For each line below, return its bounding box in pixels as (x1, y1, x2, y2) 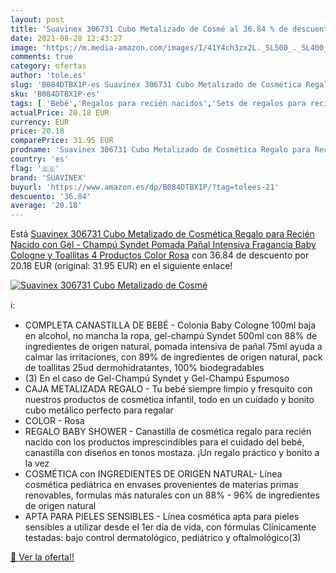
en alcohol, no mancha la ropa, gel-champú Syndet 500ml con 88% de (24, 330, 318, 342)
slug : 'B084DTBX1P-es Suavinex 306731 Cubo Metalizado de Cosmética (10, 80, 302, 90)
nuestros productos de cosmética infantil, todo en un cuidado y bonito (24, 394, 315, 406)
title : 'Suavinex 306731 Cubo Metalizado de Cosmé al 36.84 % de (10, 24, 288, 34)
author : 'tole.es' (10, 71, 87, 81)
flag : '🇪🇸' (10, 163, 60, 173)
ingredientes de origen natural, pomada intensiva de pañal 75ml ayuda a (24, 341, 323, 353)
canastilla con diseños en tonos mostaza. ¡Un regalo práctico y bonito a (24, 447, 320, 459)
